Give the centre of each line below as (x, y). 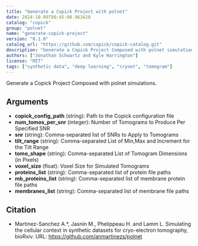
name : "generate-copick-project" (47, 34)
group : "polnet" (26, 28)
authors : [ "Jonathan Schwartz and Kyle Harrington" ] (72, 55)
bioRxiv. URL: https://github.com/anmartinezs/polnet (78, 236)
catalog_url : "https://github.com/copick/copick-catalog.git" (84, 45)
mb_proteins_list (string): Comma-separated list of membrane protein (100, 179)
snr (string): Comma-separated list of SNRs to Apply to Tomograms (96, 135)
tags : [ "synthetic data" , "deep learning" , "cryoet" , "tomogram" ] (89, 66)
